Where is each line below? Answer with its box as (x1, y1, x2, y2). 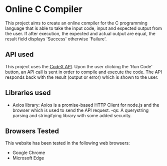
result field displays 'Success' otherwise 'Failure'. (5, 36, 107, 42)
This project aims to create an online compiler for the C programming (5, 20, 147, 26)
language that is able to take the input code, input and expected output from (5, 25, 162, 31)
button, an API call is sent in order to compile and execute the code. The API (5, 69, 162, 75)
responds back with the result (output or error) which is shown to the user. (5, 74, 158, 80)
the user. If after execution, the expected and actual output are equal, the (5, 30, 156, 36)
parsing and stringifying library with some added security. (12, 112, 132, 118)
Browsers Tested (5, 127, 59, 135)
